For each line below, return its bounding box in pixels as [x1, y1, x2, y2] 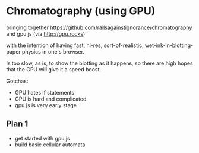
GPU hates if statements [14, 89, 75, 96]
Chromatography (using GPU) [6, 4, 156, 18]
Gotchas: [6, 77, 29, 85]
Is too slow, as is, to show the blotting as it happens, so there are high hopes [6, 60, 193, 67]
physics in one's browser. [21, 48, 85, 55]
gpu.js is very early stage [14, 101, 77, 108]
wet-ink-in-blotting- [144, 42, 194, 49]
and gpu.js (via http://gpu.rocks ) [6, 30, 86, 37]
